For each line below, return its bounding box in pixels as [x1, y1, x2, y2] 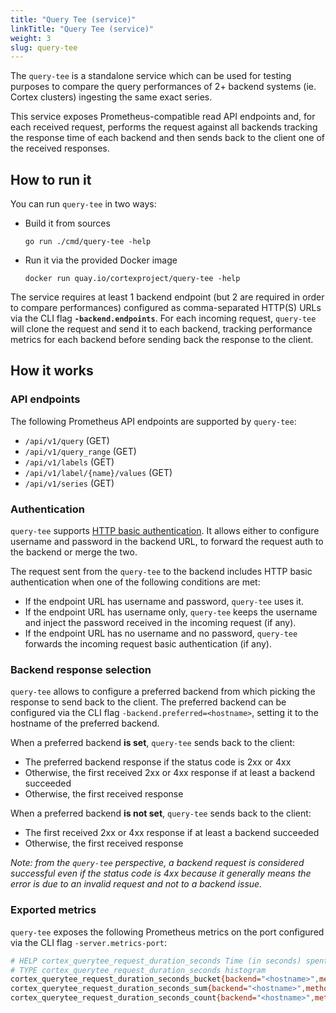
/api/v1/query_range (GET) [24, 445, 137, 457]
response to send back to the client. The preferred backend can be [10, 696, 287, 708]
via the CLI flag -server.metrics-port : [10, 936, 168, 948]
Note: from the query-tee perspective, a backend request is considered [10, 857, 305, 869]
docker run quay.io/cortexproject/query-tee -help [24, 274, 241, 284]
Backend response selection [10, 662, 152, 676]
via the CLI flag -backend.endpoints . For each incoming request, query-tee [10, 312, 317, 325]
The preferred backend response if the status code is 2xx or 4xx [24, 756, 292, 768]
